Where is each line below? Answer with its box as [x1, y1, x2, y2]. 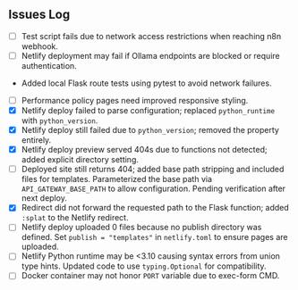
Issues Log [8, 7, 71, 22]
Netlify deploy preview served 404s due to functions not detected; [21, 145, 268, 155]
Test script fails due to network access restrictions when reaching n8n [21, 30, 282, 41]
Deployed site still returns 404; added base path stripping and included [21, 164, 285, 175]
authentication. [21, 60, 77, 70]
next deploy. [21, 193, 68, 203]
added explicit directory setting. [21, 154, 140, 165]
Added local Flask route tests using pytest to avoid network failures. [21, 78, 272, 88]
